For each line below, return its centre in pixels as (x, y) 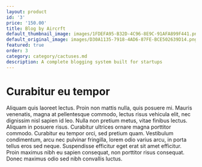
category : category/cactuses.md (47, 56)
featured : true (25, 45)
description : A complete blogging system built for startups (84, 62)
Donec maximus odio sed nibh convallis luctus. (64, 159)
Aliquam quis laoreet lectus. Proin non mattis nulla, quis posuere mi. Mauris (99, 108)
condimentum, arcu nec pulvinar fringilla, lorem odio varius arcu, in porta (96, 140)
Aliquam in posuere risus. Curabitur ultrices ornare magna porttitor (89, 127)
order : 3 (17, 51)
